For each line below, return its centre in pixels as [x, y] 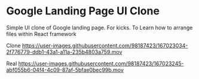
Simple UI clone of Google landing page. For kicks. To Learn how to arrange [99, 28]
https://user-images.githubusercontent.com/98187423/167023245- [101, 63]
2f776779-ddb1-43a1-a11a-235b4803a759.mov [64, 51]
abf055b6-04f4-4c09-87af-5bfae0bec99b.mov [65, 69]
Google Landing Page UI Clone [83, 11]
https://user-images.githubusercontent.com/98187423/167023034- [105, 45]
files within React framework [41, 34]
